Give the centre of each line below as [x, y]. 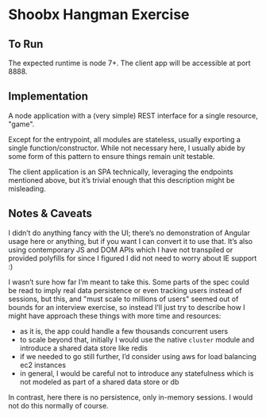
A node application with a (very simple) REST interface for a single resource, [133, 115]
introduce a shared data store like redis [84, 348]
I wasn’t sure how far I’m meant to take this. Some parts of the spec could [129, 282]
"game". [21, 124]
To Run [26, 44]
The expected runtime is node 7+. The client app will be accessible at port [130, 63]
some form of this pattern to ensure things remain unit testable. [112, 156]
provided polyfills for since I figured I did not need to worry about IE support [133, 258]
